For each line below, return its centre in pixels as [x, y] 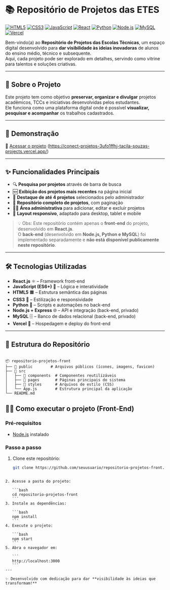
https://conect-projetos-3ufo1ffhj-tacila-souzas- [99, 146]
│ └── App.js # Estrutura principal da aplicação [69, 389]
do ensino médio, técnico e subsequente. [48, 53]
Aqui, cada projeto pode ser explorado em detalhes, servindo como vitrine [83, 58]
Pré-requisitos [23, 423]
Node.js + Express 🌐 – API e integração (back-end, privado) [76, 310]
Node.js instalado [31, 434]
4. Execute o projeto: [29, 525]
